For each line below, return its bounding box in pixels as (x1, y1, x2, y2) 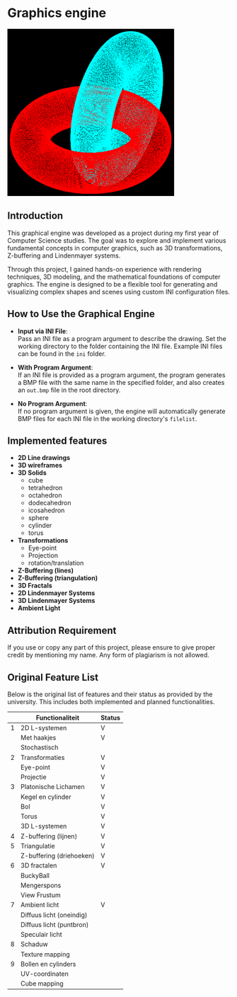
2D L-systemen (21, 723, 67, 732)
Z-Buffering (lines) (17, 566, 74, 575)
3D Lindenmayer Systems (17, 597, 96, 605)
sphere (28, 514, 50, 522)
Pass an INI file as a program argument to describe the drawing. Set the (17, 334, 226, 342)
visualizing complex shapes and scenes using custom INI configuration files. (7, 287, 230, 296)
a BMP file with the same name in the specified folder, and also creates (17, 378, 225, 386)
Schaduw (21, 940, 48, 949)
